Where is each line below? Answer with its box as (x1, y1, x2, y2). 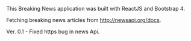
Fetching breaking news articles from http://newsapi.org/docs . (6, 17, 161, 23)
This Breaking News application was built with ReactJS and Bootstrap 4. (6, 5, 186, 12)
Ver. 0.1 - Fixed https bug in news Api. (6, 28, 100, 35)
